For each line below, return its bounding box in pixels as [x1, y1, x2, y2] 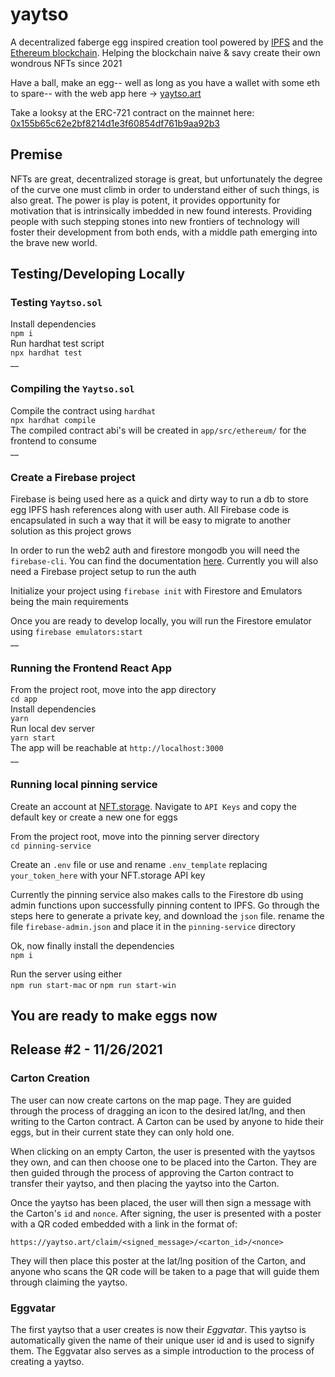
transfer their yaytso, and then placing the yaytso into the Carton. [10, 1177, 280, 1189]
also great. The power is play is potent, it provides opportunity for [10, 194, 281, 206]
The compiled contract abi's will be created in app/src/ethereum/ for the [10, 424, 307, 436]
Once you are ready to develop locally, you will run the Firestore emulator [10, 615, 312, 627]
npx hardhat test [10, 348, 83, 358]
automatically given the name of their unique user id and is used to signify [10, 1334, 315, 1346]
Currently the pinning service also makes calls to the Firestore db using [10, 888, 304, 900]
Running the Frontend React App [10, 661, 172, 675]
